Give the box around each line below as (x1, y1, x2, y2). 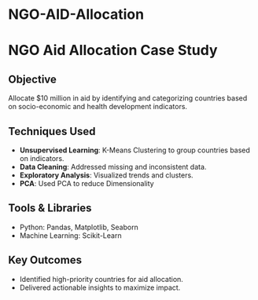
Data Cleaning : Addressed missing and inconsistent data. (19, 163, 207, 171)
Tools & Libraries (8, 202, 92, 215)
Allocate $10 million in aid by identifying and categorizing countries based (8, 93, 248, 103)
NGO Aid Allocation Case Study (8, 42, 218, 60)
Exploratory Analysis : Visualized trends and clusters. (19, 170, 194, 180)
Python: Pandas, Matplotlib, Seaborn (19, 222, 139, 232)
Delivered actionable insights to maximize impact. (19, 283, 181, 292)
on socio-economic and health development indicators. (8, 102, 187, 112)
